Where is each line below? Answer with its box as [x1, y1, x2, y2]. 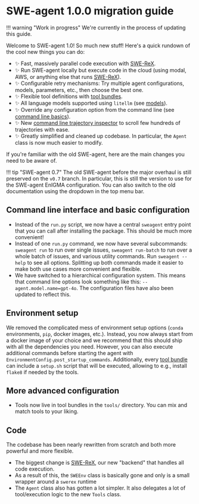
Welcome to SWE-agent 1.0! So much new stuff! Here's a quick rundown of [6, 42, 191, 49]
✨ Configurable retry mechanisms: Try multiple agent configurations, [14, 80, 185, 87]
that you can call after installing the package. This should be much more [14, 227, 192, 234]
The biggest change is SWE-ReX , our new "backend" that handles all [14, 459, 185, 466]
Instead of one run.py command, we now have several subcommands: [14, 240, 188, 247]
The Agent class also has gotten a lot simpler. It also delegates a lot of [14, 484, 186, 491]
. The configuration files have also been [76, 284, 174, 291]
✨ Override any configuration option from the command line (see [14, 106, 175, 113]
